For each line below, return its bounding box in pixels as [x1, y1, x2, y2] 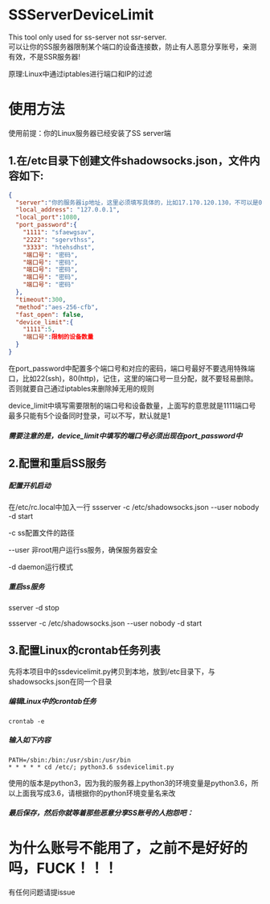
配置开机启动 [8, 480, 51, 490]
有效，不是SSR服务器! [8, 51, 81, 61]
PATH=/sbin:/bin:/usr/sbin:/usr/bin [8, 756, 131, 764]
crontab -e [8, 717, 45, 725]
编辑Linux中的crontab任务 [8, 696, 96, 706]
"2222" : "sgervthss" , [22, 236, 95, 244]
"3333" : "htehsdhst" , [22, 243, 95, 251]
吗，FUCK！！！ [8, 859, 118, 877]
